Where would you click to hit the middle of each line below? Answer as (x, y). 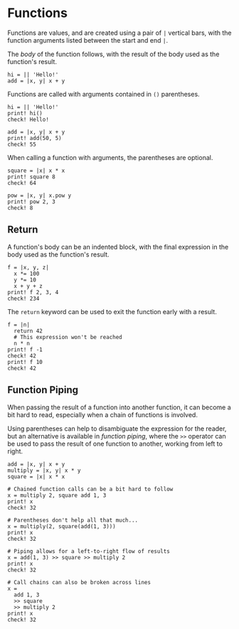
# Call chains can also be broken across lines (79, 582)
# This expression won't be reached (68, 337)
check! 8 (20, 208)
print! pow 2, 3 (31, 201)
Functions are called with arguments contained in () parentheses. (104, 94)
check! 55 (22, 144)
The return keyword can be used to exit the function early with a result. (112, 311)
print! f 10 (25, 362)
